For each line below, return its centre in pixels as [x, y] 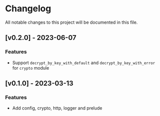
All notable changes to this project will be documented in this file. [72, 22]
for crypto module [31, 68]
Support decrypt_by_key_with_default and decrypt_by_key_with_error [84, 63]
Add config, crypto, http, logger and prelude [57, 108]
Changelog [28, 9]
